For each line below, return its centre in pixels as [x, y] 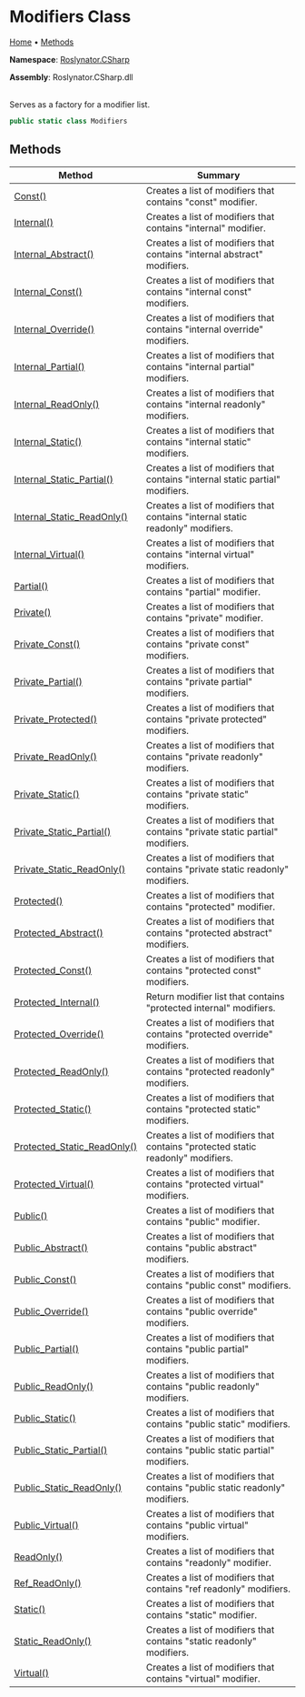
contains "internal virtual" [200, 554]
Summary [218, 175]
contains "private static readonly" [217, 869]
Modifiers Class [70, 17]
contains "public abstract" [202, 1248]
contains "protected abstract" [209, 932]
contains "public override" [202, 1311]
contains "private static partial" [212, 831]
